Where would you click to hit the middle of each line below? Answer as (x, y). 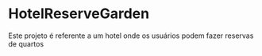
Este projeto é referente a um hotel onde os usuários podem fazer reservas (131, 35)
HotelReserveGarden (79, 14)
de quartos (26, 43)
